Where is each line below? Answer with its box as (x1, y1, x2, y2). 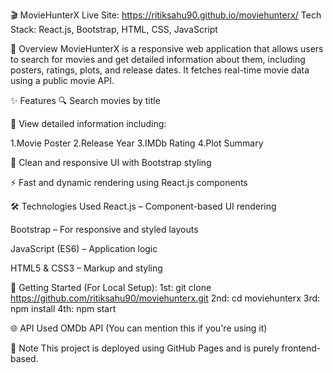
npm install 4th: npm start (10, 303, 117, 314)
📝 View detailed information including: (10, 118, 167, 129)
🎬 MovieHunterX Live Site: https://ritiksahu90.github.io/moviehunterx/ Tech (10, 9, 322, 21)
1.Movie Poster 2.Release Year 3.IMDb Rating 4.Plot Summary (10, 137, 264, 149)
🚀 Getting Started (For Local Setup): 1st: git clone (10, 282, 212, 293)
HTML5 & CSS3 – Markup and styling (10, 262, 163, 274)
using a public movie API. (10, 75, 115, 86)
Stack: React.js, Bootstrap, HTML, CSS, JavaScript (10, 24, 218, 35)
